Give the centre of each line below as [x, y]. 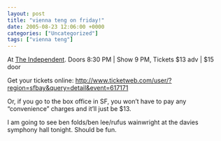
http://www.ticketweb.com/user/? [124, 80]
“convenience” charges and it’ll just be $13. [69, 109]
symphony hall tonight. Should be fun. [62, 130]
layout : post [26, 14]
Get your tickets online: [41, 80]
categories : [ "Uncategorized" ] [53, 33]
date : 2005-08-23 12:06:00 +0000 [56, 27]
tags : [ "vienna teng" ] [40, 40]
